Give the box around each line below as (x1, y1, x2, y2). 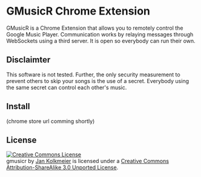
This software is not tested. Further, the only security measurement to (6, 71, 180, 78)
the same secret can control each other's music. (6, 84, 127, 91)
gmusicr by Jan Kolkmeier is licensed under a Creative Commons (6, 158, 170, 165)
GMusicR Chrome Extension (6, 4, 150, 18)
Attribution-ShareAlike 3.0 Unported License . (6, 164, 119, 171)
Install (6, 101, 30, 112)
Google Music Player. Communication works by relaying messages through (6, 30, 194, 38)
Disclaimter (6, 55, 51, 65)
